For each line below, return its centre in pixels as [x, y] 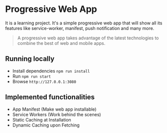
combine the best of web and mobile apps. [61, 43]
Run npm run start [32, 76]
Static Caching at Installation [42, 120]
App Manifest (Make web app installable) [54, 109]
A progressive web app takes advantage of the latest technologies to [88, 38]
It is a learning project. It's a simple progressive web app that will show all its [84, 23]
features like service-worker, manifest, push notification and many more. [80, 28]
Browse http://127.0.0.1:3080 [44, 81]
